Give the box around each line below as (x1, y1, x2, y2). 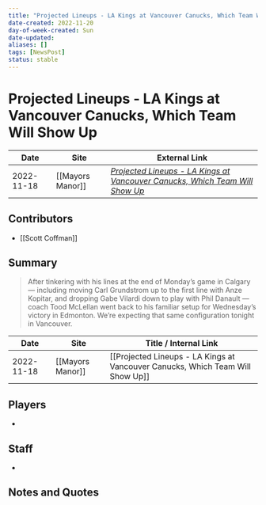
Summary (8, 256, 58, 270)
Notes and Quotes (8, 486, 100, 499)
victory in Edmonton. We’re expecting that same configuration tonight (27, 310, 255, 321)
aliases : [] (8, 41, 47, 49)
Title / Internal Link (145, 338, 218, 349)
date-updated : (8, 33, 55, 42)
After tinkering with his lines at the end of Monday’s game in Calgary (27, 277, 251, 287)
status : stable (8, 56, 59, 64)
